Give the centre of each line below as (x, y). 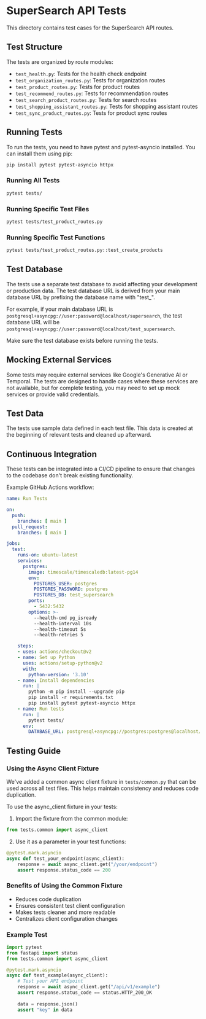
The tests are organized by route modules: (60, 61)
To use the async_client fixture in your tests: (62, 807)
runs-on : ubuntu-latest (48, 555)
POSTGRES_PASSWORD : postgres (71, 589)
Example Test (27, 934)
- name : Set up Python (46, 658)
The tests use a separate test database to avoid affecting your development (102, 284)
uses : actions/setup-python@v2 (63, 663)
